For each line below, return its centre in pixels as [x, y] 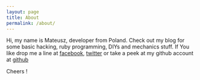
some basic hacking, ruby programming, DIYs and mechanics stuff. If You [98, 47]
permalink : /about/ [31, 23]
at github [18, 60]
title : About [23, 18]
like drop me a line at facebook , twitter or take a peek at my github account [100, 53]
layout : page [23, 12]
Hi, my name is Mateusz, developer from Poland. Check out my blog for [95, 41]
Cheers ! [17, 72]
